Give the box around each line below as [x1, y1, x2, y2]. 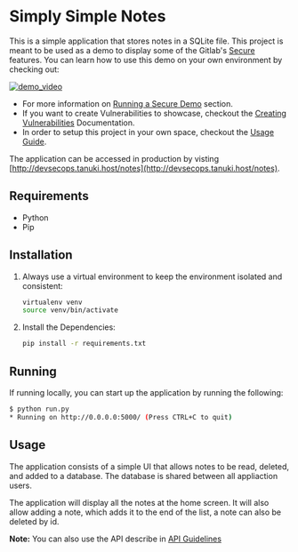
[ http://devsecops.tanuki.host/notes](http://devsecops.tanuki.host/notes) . [9, 163, 280, 173]
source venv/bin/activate [21, 306, 118, 315]
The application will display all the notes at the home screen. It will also [9, 497, 270, 508]
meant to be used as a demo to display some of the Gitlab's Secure [9, 44, 255, 55]
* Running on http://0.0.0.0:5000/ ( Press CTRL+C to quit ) [9, 412, 233, 421]
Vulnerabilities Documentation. [21, 117, 135, 128]
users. [9, 480, 33, 491]
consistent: [21, 280, 64, 291]
